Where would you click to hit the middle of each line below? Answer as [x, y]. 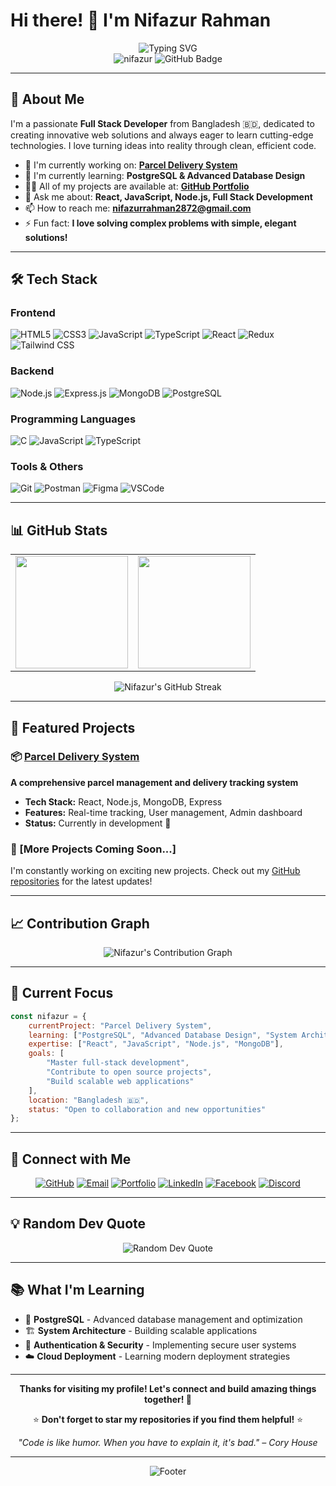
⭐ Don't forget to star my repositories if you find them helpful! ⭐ [168, 1419]
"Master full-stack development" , [118, 1063]
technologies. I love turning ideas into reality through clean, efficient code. [163, 145]
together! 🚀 [168, 1399]
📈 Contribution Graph [80, 923]
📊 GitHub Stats [59, 530]
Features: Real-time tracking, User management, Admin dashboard [163, 812]
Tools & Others [47, 466]
